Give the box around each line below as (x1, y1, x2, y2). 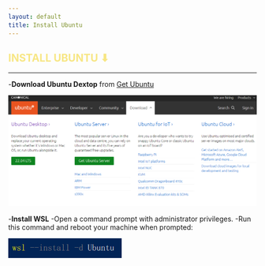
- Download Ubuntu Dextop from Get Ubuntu (8, 80, 155, 89)
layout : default (8, 13, 62, 21)
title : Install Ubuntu (8, 21, 83, 29)
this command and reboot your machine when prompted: (8, 223, 193, 232)
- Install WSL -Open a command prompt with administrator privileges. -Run (8, 214, 252, 224)
